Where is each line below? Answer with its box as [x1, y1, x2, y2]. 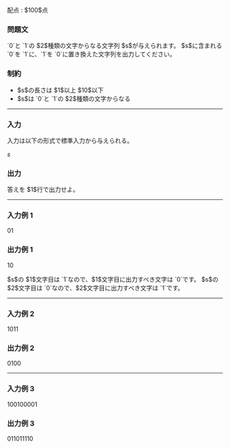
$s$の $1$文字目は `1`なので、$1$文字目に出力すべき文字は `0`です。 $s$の [7, 275, 219, 283]
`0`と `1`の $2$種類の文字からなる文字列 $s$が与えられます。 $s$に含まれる [7, 42, 222, 50]
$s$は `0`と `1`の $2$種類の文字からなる [16, 95, 131, 103]
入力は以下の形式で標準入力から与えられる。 [7, 136, 133, 145]
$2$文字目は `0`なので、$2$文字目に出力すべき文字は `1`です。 [7, 284, 184, 292]
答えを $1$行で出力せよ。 [7, 186, 79, 194]
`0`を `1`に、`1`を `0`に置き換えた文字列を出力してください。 [7, 50, 176, 58]
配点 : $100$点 [7, 6, 49, 14]
